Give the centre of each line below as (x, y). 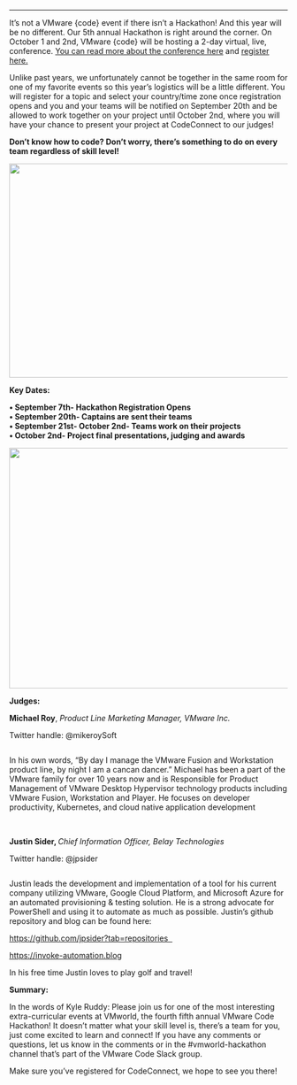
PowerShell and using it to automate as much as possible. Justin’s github (141, 912)
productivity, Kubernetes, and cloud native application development (133, 807)
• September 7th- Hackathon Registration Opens (100, 407)
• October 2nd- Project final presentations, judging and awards (127, 435)
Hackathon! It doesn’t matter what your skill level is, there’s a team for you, (145, 1026)
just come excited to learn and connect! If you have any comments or (135, 1035)
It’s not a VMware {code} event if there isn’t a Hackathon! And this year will (145, 23)
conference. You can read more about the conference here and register (139, 51)
